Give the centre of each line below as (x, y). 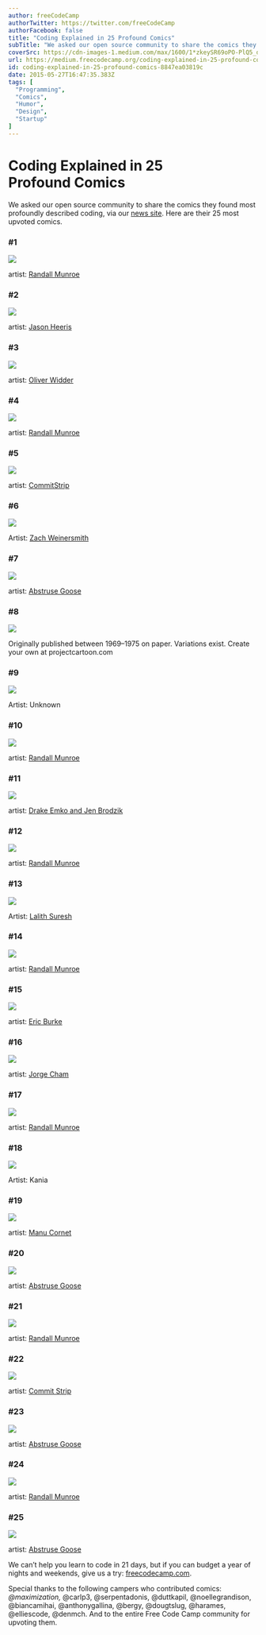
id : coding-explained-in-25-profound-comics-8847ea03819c (106, 68)
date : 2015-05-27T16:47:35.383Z (61, 75)
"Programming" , (40, 89)
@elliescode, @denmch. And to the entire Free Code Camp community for (129, 1614)
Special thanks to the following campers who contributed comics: (115, 1589)
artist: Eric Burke (35, 1022)
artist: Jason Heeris (40, 327)
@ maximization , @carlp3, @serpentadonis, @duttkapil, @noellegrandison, (130, 1597)
